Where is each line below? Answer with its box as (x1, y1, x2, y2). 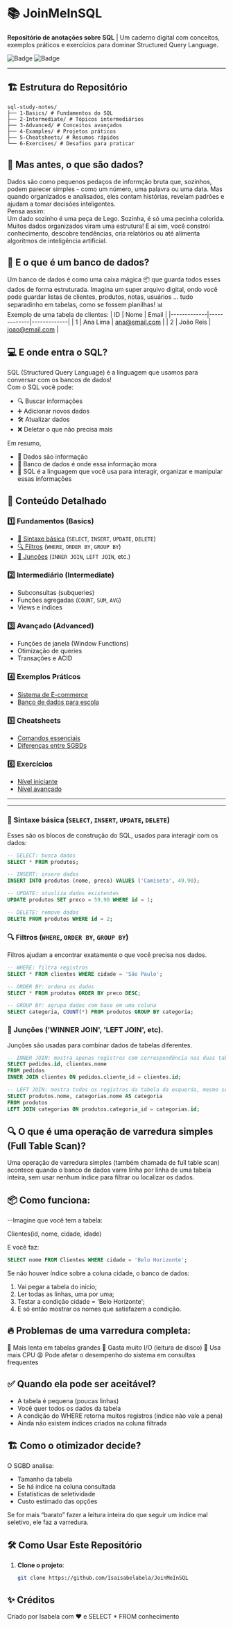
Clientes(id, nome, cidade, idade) (7, 1229, 102, 1238)
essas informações (17, 475, 72, 483)
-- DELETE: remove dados (7, 908, 79, 916)
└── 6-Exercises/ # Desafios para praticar (7, 140, 135, 147)
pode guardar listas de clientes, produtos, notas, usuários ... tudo (7, 293, 193, 301)
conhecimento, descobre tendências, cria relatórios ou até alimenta (7, 229, 200, 237)
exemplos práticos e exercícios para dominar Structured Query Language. (7, 40, 218, 49)
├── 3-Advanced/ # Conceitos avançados (7, 122, 123, 129)
